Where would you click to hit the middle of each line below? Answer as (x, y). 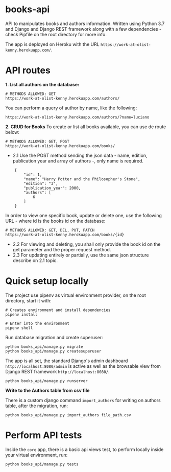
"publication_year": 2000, (52, 188)
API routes (28, 70)
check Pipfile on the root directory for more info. (56, 34)
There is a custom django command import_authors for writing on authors (83, 400)
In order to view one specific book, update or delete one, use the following (84, 215)
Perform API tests (44, 435)
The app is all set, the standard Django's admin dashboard (67, 361)
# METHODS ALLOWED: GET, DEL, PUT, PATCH (50, 230)
